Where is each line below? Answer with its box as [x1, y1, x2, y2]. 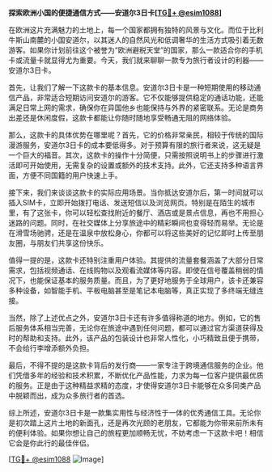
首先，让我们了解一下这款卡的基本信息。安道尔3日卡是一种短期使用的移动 [8, 82, 254, 92]
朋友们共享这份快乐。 [36, 238, 108, 247]
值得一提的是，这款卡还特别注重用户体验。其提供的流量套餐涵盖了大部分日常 [8, 255, 264, 265]
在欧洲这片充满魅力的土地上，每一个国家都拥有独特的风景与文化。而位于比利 [8, 25, 264, 35]
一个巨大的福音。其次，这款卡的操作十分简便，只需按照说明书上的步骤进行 [8, 150, 257, 160]
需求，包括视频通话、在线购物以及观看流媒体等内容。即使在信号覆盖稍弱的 [8, 266, 257, 275]
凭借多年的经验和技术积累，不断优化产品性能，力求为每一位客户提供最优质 [15, 371, 264, 380]
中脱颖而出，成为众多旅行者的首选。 [8, 391, 130, 400]
